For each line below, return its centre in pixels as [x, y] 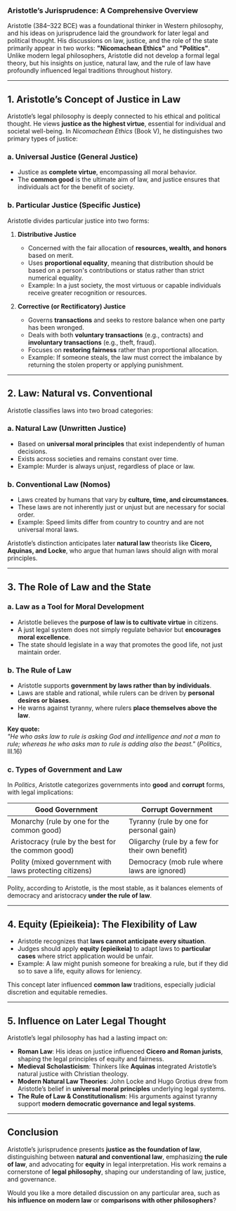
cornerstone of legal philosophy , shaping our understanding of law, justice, [117, 1172]
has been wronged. [56, 327]
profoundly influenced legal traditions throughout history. [90, 71]
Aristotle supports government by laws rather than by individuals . [114, 686]
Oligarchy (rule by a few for [174, 842]
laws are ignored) [158, 871]
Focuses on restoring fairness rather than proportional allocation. [123, 349]
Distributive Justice [47, 234]
